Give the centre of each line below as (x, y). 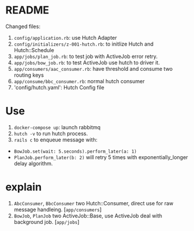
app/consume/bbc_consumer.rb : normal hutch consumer (79, 81)
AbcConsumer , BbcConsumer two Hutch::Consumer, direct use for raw (94, 203)
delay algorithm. (33, 163)
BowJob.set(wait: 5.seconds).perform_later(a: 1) (75, 151)
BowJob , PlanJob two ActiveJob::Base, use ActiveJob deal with (88, 216)
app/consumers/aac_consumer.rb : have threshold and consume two (93, 68)
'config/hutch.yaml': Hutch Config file (59, 87)
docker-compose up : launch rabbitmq (57, 127)
